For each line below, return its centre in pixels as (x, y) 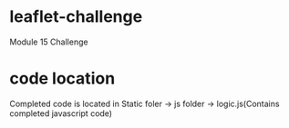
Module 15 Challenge (49, 42)
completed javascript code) (61, 113)
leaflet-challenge (76, 17)
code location (62, 79)
